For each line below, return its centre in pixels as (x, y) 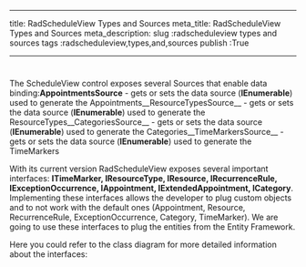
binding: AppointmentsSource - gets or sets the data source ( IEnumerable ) (151, 93)
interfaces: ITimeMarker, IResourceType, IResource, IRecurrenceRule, (143, 179)
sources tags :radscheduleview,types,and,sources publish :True (129, 43)
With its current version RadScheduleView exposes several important (139, 169)
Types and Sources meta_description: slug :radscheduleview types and (143, 33)
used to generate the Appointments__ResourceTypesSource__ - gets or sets (152, 103)
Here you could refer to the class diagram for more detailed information (143, 245)
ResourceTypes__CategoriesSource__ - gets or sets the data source (136, 122)
